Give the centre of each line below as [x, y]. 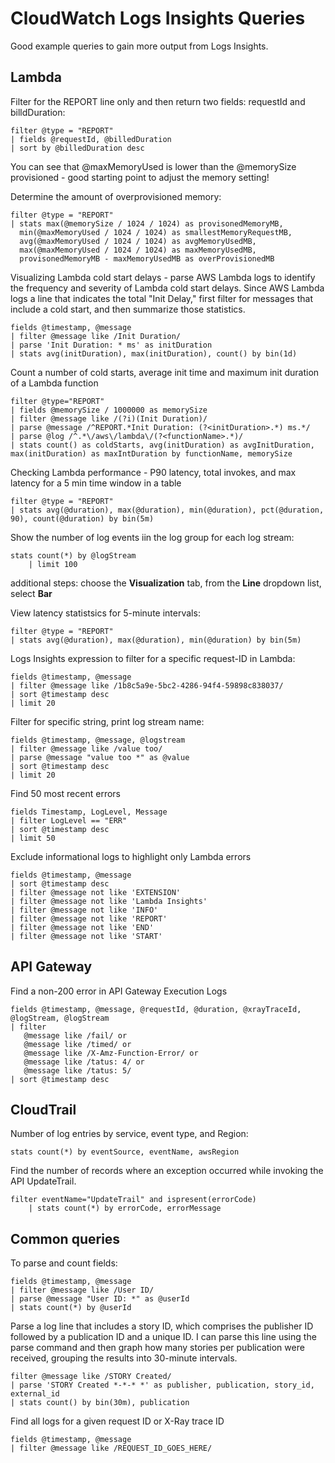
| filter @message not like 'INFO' [84, 910]
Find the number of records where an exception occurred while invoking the [167, 1171]
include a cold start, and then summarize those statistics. [128, 309]
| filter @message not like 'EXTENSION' [96, 892]
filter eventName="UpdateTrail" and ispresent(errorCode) [133, 1200]
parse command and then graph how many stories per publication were [157, 1348]
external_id [35, 1394]
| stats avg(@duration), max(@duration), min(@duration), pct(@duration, [167, 510]
